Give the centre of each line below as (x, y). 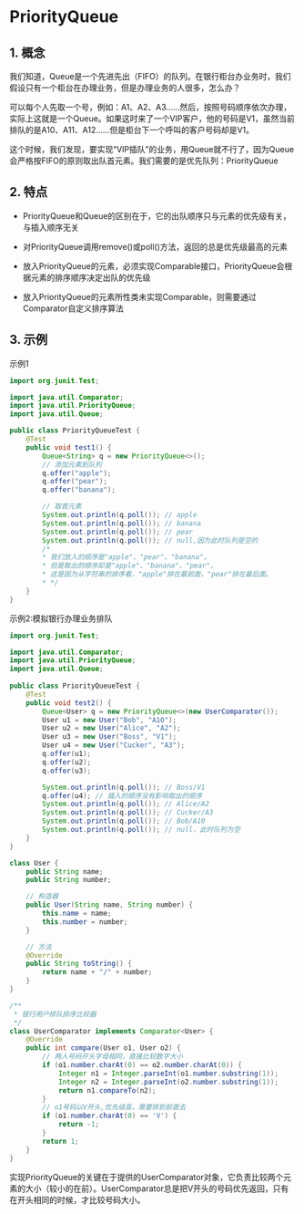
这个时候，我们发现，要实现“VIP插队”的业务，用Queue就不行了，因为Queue (152, 149)
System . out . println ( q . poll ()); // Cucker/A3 (128, 813)
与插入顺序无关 (51, 227)
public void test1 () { (69, 447)
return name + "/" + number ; (97, 972)
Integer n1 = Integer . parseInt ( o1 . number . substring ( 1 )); (168, 1074)
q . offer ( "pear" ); (75, 482)
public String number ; (69, 880)
